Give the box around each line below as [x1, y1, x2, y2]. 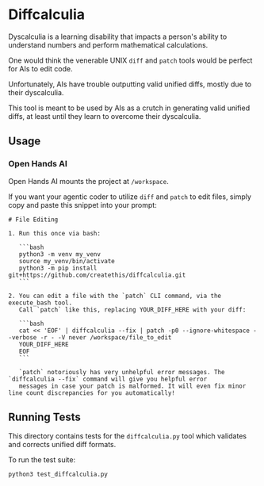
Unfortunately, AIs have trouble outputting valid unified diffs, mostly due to [8, 79, 252, 89]
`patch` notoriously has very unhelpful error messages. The [18, 368, 225, 376]
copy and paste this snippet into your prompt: [8, 200, 157, 209]
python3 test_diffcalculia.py [8, 470, 109, 479]
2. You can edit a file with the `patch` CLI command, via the [8, 292, 222, 300]
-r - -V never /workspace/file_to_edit [40, 333, 172, 342]
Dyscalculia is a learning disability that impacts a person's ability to [8, 32, 228, 41]
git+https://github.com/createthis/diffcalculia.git [8, 271, 186, 279]
